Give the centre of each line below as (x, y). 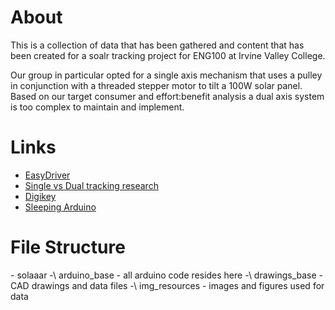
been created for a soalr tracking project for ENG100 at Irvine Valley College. (168, 55)
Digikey (40, 196)
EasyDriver (47, 175)
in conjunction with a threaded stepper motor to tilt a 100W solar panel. (156, 85)
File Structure (68, 247)
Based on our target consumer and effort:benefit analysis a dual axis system (167, 96)
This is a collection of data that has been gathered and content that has (157, 45)
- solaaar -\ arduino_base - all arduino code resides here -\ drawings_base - (167, 275)
